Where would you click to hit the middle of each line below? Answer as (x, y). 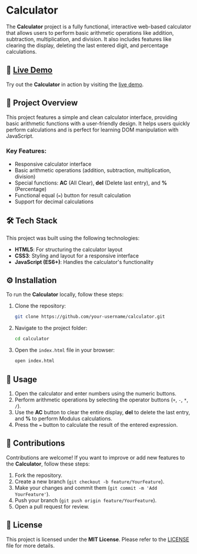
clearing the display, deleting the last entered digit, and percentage (87, 45)
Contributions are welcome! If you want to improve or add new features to (96, 457)
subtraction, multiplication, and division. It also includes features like (89, 39)
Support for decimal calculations (54, 202)
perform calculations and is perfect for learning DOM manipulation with (92, 130)
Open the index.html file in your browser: (65, 350)
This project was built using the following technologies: (73, 238)
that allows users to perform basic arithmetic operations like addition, (90, 32)
